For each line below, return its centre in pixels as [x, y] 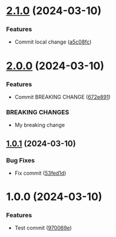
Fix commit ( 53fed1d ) [40, 173]
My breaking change [40, 125]
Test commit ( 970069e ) [43, 228]
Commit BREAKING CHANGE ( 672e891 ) [62, 97]
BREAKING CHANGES [38, 112]
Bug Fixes [21, 160]
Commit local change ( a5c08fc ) [53, 42]
